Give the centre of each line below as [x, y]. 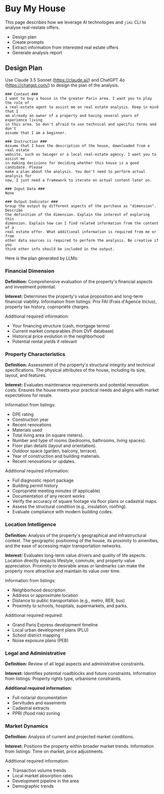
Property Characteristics [35, 354]
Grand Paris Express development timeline [55, 624]
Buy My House [35, 9]
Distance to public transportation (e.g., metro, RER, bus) [69, 600]
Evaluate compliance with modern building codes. [62, 512]
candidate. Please [24, 167]
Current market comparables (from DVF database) [63, 331]
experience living [24, 120]
